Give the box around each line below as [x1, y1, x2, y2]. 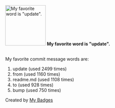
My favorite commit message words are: [5, 56, 89, 62]
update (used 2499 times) [12, 66, 67, 72]
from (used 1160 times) [12, 71, 61, 77]
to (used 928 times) [12, 82, 54, 88]
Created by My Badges [5, 97, 53, 103]
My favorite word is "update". [46, 41, 110, 47]
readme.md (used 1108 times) [12, 77, 74, 82]
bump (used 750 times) [12, 87, 62, 93]
